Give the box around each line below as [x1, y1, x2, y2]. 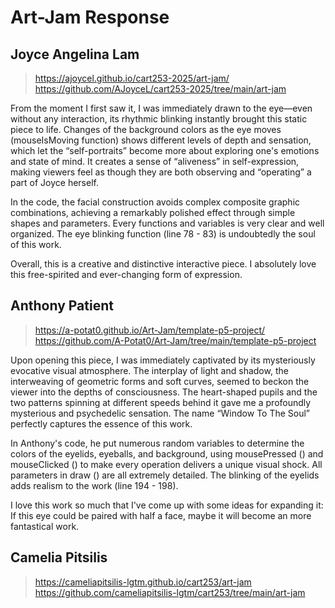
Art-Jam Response [10, 6, 170, 29]
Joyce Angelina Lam [10, 46, 140, 63]
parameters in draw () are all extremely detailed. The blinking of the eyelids [10, 469, 320, 481]
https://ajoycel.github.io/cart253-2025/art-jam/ [34, 72, 230, 84]
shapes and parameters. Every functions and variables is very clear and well [10, 217, 325, 229]
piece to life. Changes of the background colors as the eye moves [10, 124, 282, 135]
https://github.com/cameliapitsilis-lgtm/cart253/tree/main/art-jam [34, 586, 306, 598]
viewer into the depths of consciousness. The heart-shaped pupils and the [10, 386, 318, 398]
